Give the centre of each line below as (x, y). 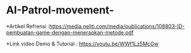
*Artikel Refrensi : (28, 26)
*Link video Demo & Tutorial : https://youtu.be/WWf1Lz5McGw (83, 44)
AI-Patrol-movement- (60, 10)
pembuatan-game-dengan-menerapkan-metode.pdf (70, 32)
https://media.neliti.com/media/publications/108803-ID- (117, 26)
